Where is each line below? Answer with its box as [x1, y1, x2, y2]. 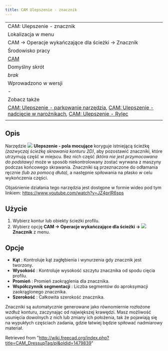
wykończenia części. [5, 175, 48, 181]
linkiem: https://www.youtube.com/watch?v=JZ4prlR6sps [5, 190, 124, 196]
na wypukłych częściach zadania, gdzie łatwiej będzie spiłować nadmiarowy [5, 320, 163, 326]
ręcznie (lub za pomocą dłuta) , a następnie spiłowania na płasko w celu [5, 170, 152, 176]
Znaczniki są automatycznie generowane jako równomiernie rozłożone [5, 304, 150, 310]
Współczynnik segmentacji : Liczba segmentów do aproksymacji [12, 283, 148, 289]
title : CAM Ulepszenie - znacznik [5, 7, 77, 13]
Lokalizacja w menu [7, 31, 54, 38]
